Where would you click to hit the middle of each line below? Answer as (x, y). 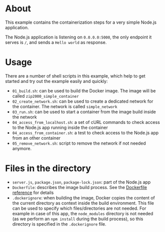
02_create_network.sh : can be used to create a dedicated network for (83, 101)
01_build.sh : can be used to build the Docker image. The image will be (84, 91)
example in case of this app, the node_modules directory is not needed (83, 213)
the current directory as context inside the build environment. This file (83, 203)
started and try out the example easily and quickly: (56, 81)
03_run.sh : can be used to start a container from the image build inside (84, 112)
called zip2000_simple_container (46, 96)
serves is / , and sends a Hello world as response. (56, 42)
